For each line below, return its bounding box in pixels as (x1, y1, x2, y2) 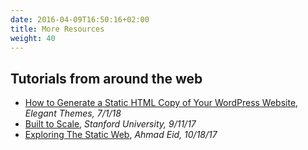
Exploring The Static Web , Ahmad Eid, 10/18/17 (24, 129, 218, 141)
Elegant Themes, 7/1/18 (24, 107, 122, 120)
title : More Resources (10, 24, 105, 34)
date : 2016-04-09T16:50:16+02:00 (10, 14, 150, 25)
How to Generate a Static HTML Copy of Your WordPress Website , (24, 97, 299, 109)
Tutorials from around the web (10, 70, 203, 87)
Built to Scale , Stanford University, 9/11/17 (24, 118, 197, 130)
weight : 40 (10, 33, 56, 43)
